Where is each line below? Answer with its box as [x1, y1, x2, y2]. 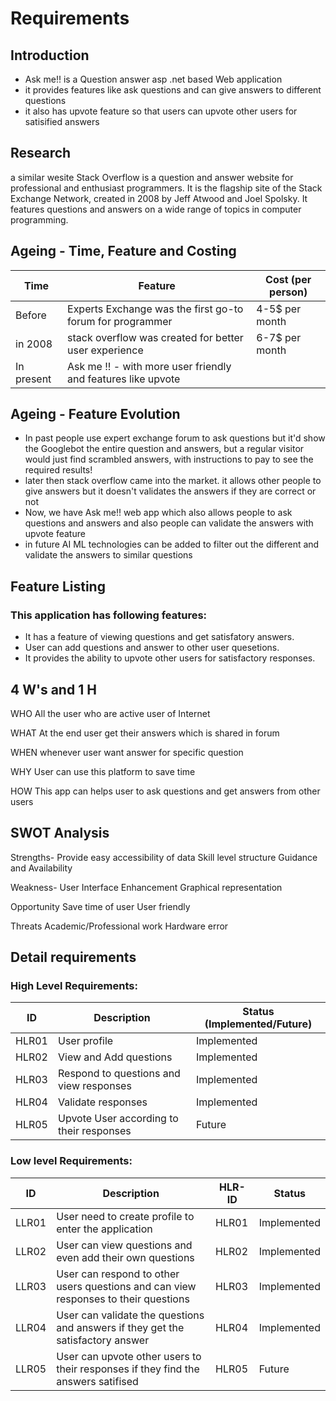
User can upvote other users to [56, 1349, 202, 1363]
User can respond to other [56, 1267, 180, 1281]
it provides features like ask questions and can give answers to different [24, 84, 322, 96]
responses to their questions [56, 1292, 190, 1306]
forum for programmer [67, 314, 173, 328]
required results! [24, 464, 93, 476]
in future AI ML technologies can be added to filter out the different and [24, 538, 320, 551]
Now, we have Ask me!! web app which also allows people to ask [24, 507, 293, 519]
